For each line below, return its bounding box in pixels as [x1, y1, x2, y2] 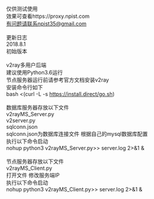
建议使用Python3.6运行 [6, 69, 63, 76]
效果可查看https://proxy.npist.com [6, 13, 90, 20]
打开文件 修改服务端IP [6, 172, 60, 179]
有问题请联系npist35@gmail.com [6, 20, 87, 27]
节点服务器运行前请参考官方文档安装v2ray [6, 76, 109, 83]
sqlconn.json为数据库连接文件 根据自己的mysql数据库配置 [6, 130, 148, 137]
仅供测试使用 [6, 5, 38, 12]
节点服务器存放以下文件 [6, 158, 64, 165]
